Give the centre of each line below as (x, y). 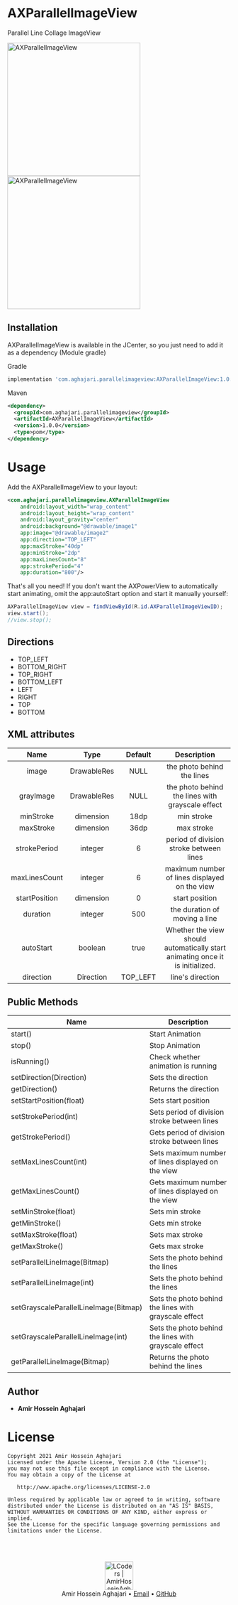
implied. (20, 1518)
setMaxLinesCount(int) (49, 1162)
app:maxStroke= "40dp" (52, 546)
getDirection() (34, 1089)
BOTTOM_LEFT (40, 682)
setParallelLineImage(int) (52, 1282)
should (195, 939)
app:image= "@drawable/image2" (65, 533)
